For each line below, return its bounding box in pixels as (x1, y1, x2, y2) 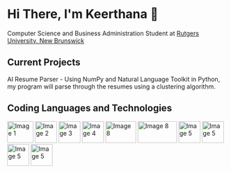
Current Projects (7, 57, 81, 69)
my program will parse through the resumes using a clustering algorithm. (7, 82, 216, 91)
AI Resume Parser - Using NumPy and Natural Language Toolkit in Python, (7, 75, 221, 83)
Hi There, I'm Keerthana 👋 (7, 6, 159, 22)
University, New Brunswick (7, 36, 85, 44)
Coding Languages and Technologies (7, 102, 173, 114)
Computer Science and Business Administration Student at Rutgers (7, 29, 200, 37)
